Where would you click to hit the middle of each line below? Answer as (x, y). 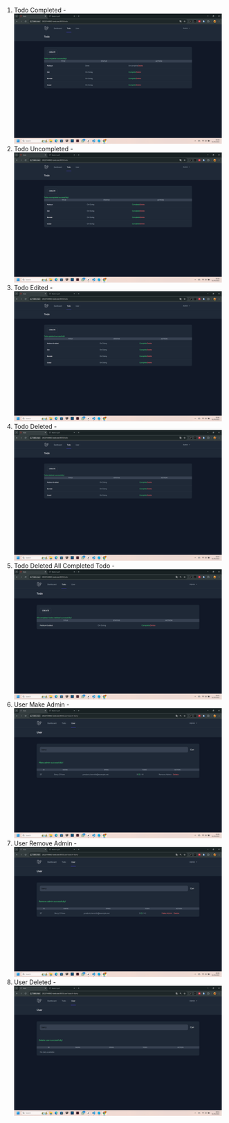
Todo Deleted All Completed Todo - (64, 566)
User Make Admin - (42, 704)
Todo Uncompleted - (44, 149)
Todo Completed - (40, 10)
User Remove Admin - (45, 843)
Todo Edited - (33, 288)
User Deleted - (35, 982)
